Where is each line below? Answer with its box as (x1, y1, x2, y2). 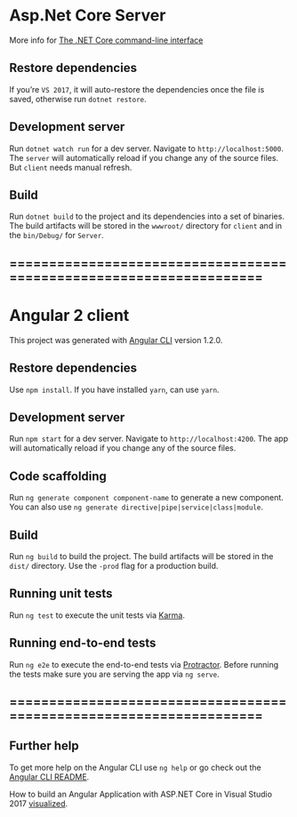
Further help (9, 739, 80, 754)
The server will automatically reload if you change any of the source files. (9, 152, 278, 163)
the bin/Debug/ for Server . (9, 230, 104, 241)
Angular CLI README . (9, 771, 90, 782)
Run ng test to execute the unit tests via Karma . (9, 610, 185, 621)
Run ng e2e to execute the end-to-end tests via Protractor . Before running (9, 659, 279, 669)
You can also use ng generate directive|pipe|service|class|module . (9, 501, 264, 512)
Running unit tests (9, 586, 113, 601)
